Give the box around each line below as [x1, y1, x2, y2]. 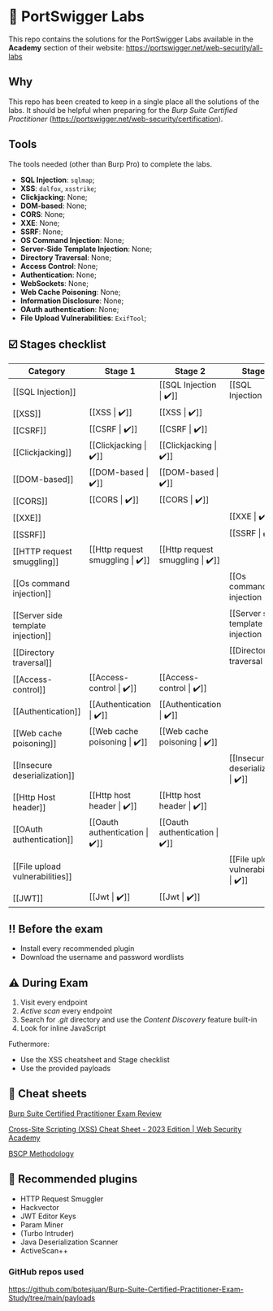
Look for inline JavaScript [19, 1023, 106, 1033]
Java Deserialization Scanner [19, 1237, 119, 1247]
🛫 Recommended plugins [8, 1172, 138, 1186]
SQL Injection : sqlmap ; [19, 175, 95, 184]
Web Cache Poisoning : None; [19, 287, 121, 297]
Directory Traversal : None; [19, 252, 112, 263]
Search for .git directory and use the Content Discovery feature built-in [19, 1015, 258, 1024]
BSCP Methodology [8, 1148, 75, 1158]
